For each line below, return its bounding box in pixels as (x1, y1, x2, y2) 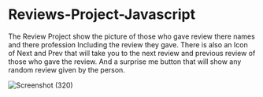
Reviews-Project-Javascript (8, 6, 195, 24)
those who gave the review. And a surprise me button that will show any (8, 57, 242, 66)
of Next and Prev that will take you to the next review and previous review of (8, 48, 256, 58)
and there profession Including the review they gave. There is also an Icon (8, 39, 248, 49)
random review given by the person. (8, 65, 126, 74)
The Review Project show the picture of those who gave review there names (8, 32, 256, 41)
